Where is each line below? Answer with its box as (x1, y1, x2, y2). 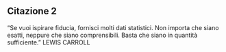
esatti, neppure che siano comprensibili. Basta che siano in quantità (7, 31, 198, 39)
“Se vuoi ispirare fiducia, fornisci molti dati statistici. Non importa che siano (7, 23, 219, 31)
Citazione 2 (7, 5, 57, 17)
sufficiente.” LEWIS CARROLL (7, 38, 90, 47)
